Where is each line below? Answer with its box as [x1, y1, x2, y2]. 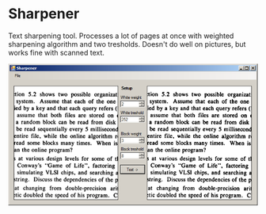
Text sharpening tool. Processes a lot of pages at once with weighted [8, 31, 234, 40]
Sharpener [8, 5, 80, 23]
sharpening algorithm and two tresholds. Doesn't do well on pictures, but [8, 39, 246, 48]
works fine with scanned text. [8, 48, 105, 57]
